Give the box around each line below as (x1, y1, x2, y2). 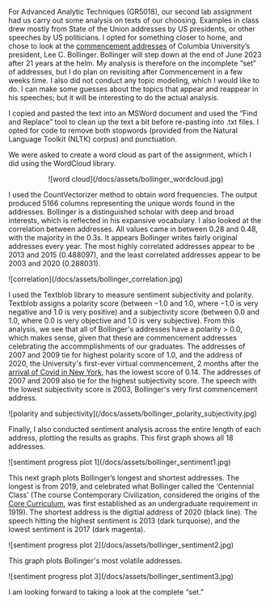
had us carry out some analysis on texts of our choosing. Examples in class (8, 15, 259, 25)
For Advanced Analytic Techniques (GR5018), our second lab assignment (8, 7, 252, 16)
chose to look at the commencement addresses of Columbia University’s (8, 41, 251, 51)
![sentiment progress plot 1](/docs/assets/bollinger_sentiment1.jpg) (8, 457, 231, 467)
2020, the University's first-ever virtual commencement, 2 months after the (8, 359, 259, 368)
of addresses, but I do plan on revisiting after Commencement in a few (8, 67, 243, 76)
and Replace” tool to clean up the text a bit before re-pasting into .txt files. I (8, 117, 259, 126)
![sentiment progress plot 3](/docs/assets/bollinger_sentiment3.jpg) (8, 572, 234, 581)
